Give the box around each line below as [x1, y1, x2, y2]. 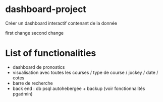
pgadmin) [12, 90, 33, 96]
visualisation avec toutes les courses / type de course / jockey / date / [12, 69, 158, 75]
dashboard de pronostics [12, 64, 65, 70]
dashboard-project [5, 4, 87, 15]
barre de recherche [12, 80, 53, 86]
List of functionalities [5, 48, 96, 59]
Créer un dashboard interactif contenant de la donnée [5, 20, 118, 26]
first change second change [5, 30, 64, 36]
